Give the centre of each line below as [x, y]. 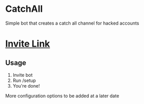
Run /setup [24, 80]
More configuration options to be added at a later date [62, 96]
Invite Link [28, 44]
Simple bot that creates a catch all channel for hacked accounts [72, 23]
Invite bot [22, 75]
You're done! [26, 86]
